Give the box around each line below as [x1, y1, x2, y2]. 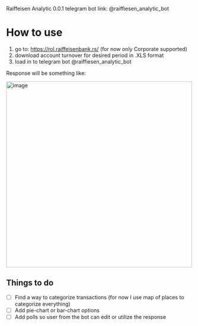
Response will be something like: [6, 69, 86, 77]
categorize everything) [14, 300, 71, 308]
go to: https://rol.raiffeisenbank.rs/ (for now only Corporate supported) [14, 45, 188, 52]
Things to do [6, 278, 54, 288]
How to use [6, 26, 63, 39]
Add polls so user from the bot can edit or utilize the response [14, 313, 167, 320]
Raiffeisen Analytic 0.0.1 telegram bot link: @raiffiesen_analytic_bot [6, 5, 170, 12]
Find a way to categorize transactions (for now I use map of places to [14, 293, 184, 300]
